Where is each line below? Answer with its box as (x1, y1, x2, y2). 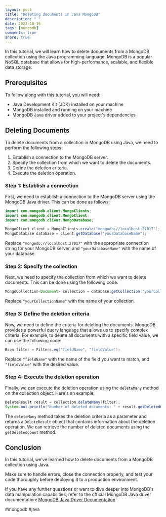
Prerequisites (5, 79, 47, 87)
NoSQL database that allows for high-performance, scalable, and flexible (5, 59, 154, 65)
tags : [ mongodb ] (5, 26, 39, 31)
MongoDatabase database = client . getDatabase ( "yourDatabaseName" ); (5, 231, 147, 236)
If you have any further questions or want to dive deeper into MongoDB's (5, 486, 154, 492)
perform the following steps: (5, 145, 63, 151)
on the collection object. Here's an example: (5, 390, 95, 396)
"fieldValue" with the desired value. (5, 361, 80, 367)
